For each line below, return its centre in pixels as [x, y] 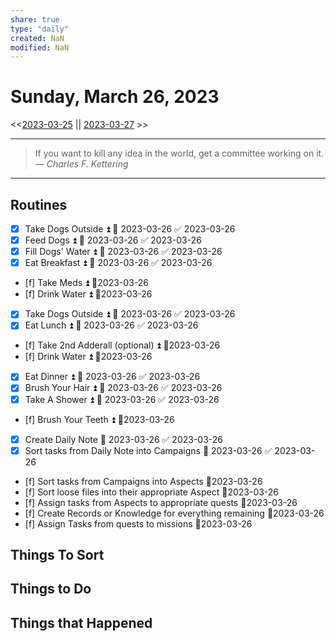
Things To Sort [57, 555]
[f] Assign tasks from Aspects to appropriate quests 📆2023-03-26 [161, 502]
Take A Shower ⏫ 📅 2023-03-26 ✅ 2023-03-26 [122, 399]
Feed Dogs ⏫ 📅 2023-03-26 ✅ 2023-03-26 [113, 240]
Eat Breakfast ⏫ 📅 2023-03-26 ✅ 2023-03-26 [118, 263]
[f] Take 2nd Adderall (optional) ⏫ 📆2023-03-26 [122, 345]
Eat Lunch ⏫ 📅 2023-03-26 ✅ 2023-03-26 [111, 325]
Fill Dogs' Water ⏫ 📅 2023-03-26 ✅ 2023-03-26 [123, 252]
